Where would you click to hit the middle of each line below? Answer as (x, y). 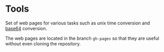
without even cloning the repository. (43, 43)
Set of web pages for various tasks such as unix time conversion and (78, 23)
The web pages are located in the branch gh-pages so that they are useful (82, 38)
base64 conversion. (26, 28)
